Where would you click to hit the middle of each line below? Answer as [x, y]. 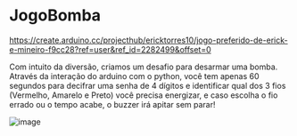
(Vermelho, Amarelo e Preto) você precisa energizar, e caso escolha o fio [144, 95]
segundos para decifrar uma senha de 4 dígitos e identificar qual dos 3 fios [148, 85]
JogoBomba [55, 16]
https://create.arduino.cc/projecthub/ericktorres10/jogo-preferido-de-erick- [148, 40]
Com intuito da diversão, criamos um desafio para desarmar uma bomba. [144, 67]
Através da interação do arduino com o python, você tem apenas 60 [134, 76]
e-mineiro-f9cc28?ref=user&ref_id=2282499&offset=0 [110, 49]
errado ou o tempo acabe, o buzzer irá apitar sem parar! [112, 104]
